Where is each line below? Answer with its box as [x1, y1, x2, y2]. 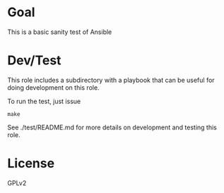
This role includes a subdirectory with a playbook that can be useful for [7, 76, 215, 84]
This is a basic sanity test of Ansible [7, 28, 112, 36]
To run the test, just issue [7, 97, 81, 105]
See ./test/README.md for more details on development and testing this [7, 123, 217, 131]
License [7, 156, 55, 172]
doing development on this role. [7, 83, 100, 92]
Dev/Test [7, 52, 61, 69]
